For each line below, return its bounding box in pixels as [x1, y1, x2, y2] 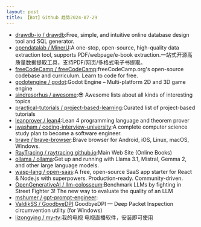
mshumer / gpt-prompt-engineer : [14, 194, 98, 201]
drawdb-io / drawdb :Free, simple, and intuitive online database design [14, 31, 190, 38]
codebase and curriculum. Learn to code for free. [14, 72, 138, 79]
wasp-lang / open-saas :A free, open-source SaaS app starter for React [14, 168, 192, 175]
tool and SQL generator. [14, 37, 75, 45]
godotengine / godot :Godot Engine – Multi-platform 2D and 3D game [14, 78, 186, 85]
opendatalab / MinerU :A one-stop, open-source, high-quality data [14, 43, 179, 51]
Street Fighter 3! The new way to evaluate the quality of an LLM [14, 187, 173, 194]
